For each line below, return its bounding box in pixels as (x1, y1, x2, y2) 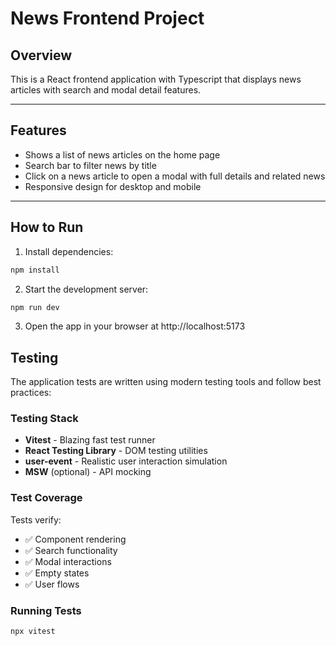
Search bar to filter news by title (24, 159, 157, 171)
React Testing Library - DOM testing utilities (24, 445, 208, 457)
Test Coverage (10, 491, 83, 505)
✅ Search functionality (24, 544, 118, 556)
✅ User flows (24, 578, 80, 590)
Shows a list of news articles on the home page (24, 148, 221, 161)
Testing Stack (10, 412, 79, 426)
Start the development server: (24, 283, 149, 295)
